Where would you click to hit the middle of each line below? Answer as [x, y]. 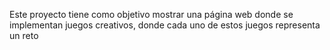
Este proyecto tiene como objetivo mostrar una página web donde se [151, 14]
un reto [24, 35]
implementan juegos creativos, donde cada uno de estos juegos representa [165, 25]
